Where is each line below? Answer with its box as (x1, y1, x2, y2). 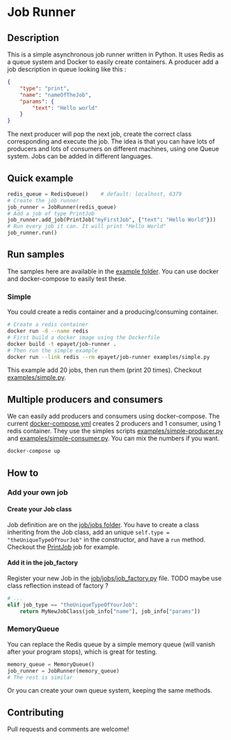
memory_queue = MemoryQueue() (7, 661, 95, 668)
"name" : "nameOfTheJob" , (19, 91, 92, 98)
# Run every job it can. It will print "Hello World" (7, 223, 167, 230)
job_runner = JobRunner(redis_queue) (7, 203, 117, 211)
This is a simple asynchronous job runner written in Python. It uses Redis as (7, 50, 224, 58)
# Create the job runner (7, 197, 79, 204)
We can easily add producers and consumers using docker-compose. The (7, 412, 221, 421)
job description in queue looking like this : (7, 65, 127, 73)
